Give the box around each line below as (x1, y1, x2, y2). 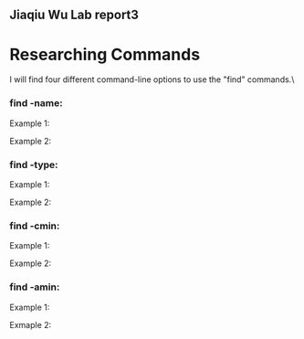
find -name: (9, 97, 63, 110)
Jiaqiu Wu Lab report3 (9, 7, 140, 23)
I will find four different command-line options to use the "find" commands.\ (9, 74, 295, 85)
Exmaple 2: (9, 319, 52, 330)
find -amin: (9, 281, 60, 293)
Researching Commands (9, 44, 201, 65)
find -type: (9, 158, 58, 171)
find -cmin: (9, 219, 60, 232)
